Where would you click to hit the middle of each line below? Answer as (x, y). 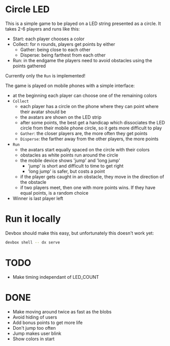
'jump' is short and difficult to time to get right (76, 166)
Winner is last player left (38, 198)
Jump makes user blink (37, 333)
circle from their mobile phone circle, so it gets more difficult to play (91, 128)
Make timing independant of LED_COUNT (56, 277)
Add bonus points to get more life (47, 323)
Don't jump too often (34, 328)
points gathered (29, 66)
